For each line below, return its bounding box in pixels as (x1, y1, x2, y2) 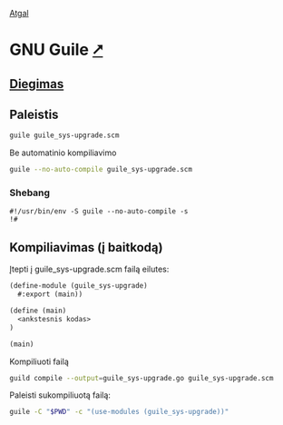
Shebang (9, 186, 51, 199)
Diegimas (9, 76, 64, 92)
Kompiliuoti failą (9, 356, 70, 367)
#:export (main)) (17, 290, 83, 299)
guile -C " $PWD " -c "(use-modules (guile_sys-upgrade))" (9, 408, 229, 417)
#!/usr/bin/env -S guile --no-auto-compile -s (9, 207, 189, 216)
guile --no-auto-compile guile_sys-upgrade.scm (9, 165, 193, 174)
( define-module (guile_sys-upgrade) (9, 282, 148, 291)
